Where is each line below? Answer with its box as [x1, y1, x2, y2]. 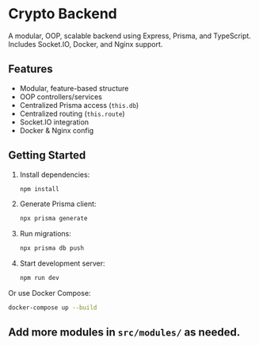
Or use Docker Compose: [8, 289, 91, 298]
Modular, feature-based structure [19, 83, 129, 93]
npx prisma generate [19, 215, 88, 223]
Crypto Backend [8, 5, 117, 23]
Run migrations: [19, 229, 71, 239]
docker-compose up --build [8, 304, 97, 312]
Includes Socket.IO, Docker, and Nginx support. [8, 39, 163, 48]
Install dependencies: [19, 170, 90, 179]
